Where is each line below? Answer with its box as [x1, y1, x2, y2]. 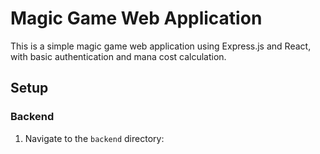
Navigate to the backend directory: [24, 132, 165, 144]
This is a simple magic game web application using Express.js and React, [10, 40, 312, 52]
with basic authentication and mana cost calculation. [10, 50, 227, 62]
